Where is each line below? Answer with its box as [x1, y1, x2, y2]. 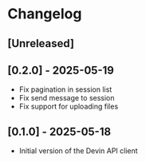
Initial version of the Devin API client [18, 146, 138, 156]
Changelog [7, 5, 82, 23]
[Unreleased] [7, 37, 75, 50]
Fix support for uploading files [18, 101, 119, 112]
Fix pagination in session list [18, 85, 112, 94]
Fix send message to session [18, 93, 115, 103]
